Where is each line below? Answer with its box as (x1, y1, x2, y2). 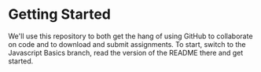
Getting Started (8, 5, 112, 23)
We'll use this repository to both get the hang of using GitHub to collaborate (8, 31, 253, 41)
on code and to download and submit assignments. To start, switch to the (8, 39, 246, 49)
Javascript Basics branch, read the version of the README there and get (8, 48, 244, 57)
